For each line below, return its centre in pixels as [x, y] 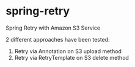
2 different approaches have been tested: [58, 39]
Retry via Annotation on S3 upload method [68, 51]
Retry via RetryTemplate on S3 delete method [72, 57]
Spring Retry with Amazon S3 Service [53, 28]
